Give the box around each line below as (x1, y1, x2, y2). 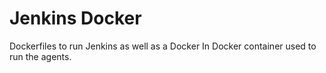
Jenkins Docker (9, 7, 142, 30)
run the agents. (9, 50, 72, 62)
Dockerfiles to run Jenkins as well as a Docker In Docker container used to (9, 40, 317, 52)
